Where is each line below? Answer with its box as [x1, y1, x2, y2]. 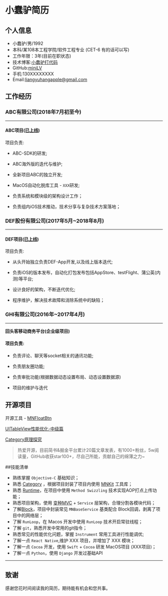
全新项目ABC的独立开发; [12, 171, 63, 177]
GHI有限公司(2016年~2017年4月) [5, 311, 85, 318]
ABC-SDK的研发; [12, 150, 47, 156]
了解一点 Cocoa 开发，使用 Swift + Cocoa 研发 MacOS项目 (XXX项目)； [12, 543, 156, 550]
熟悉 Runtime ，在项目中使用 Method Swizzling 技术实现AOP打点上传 [12, 487, 152, 493]
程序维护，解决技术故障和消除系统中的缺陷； [12, 297, 105, 303]
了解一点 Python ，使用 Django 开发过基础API [12, 550, 103, 556]
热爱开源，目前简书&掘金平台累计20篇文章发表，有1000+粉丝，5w [17, 447, 155, 453]
